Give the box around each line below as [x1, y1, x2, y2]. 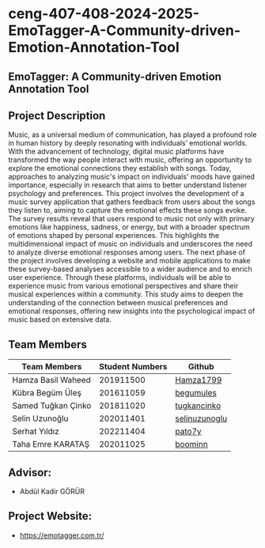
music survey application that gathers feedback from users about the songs [8, 197, 256, 206]
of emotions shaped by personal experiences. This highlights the [8, 231, 220, 240]
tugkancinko [175, 400, 221, 411]
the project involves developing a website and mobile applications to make [8, 256, 251, 266]
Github [187, 361, 215, 372]
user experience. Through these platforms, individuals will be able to [8, 273, 232, 282]
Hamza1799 [175, 375, 222, 386]
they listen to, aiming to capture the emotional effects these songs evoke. [8, 206, 248, 215]
